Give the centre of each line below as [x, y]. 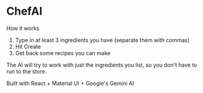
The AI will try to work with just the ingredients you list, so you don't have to [102, 65]
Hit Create [28, 46]
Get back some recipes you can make [63, 53]
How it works [23, 28]
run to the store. [27, 71]
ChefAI [24, 11]
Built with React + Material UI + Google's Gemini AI [70, 83]
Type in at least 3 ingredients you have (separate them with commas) [102, 40]
